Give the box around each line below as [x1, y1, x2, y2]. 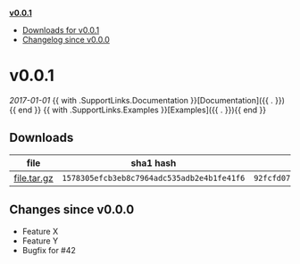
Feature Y [21, 235, 59, 246]
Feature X [21, 226, 59, 236]
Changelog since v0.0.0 [21, 35, 110, 45]
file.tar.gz [13, 171, 54, 184]
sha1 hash [130, 156, 177, 169]
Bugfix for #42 [21, 244, 76, 255]
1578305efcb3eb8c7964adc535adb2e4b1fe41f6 [62, 173, 246, 183]
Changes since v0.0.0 [9, 202, 135, 218]
